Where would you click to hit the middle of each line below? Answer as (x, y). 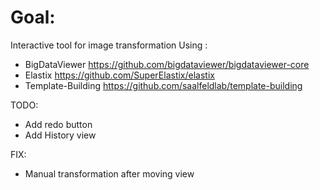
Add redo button (58, 124)
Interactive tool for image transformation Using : (109, 45)
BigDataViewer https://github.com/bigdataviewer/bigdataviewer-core (167, 64)
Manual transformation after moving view (109, 173)
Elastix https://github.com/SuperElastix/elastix (119, 75)
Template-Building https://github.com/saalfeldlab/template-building (163, 85)
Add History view (60, 135)
